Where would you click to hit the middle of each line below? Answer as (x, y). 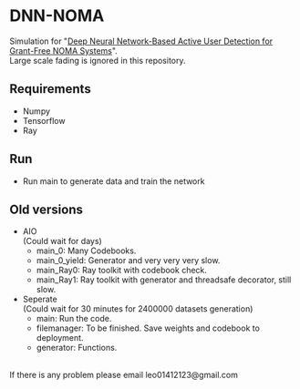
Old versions (47, 209)
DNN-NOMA (57, 16)
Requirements (50, 89)
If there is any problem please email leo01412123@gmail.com (124, 375)
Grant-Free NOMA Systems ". (64, 50)
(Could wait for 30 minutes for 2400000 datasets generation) (138, 309)
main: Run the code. (74, 319)
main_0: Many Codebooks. (86, 251)
